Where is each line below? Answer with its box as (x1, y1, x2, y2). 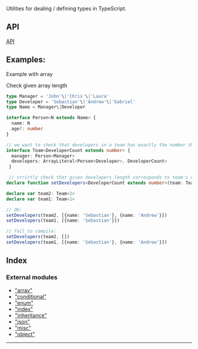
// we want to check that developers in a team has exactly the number (6, 141, 186, 148)
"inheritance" (14, 312, 47, 319)
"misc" (14, 324, 31, 331)
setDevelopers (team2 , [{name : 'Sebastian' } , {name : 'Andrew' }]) (6, 212, 167, 218)
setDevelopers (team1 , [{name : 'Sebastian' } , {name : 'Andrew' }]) (6, 239, 167, 245)
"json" (14, 318, 31, 325)
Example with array (6, 70, 53, 77)
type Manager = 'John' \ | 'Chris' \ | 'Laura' (6, 93, 110, 99)
